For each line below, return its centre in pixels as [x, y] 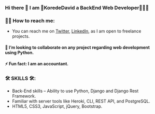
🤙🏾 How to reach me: [30, 20]
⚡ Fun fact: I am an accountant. [37, 64]
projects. [21, 36]
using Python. [19, 52]
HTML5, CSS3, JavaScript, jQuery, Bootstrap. [57, 106]
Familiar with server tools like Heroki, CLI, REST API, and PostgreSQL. [81, 101]
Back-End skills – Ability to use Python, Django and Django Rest [75, 91]
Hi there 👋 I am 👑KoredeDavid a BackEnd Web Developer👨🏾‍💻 [77, 8]
